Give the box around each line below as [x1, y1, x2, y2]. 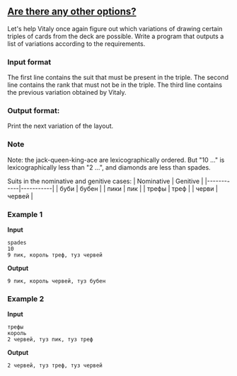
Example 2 [7, 293, 45, 303]
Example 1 [7, 209, 43, 219]
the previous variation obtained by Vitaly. [7, 88, 127, 97]
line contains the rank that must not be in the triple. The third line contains [7, 81, 223, 89]
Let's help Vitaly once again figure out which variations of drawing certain [7, 24, 223, 33]
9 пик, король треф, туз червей [7, 252, 103, 259]
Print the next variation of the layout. [7, 122, 114, 130]
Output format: [7, 106, 60, 116]
